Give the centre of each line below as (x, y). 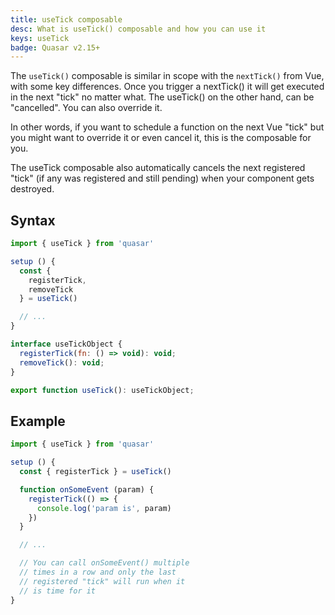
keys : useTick (40, 38)
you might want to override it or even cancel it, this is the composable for (161, 138)
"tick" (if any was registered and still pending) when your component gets (162, 178)
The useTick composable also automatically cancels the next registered (158, 168)
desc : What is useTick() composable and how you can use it (138, 29)
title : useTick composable (66, 19)
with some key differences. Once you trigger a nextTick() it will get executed (167, 87)
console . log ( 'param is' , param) (104, 508)
